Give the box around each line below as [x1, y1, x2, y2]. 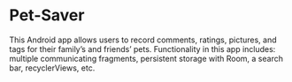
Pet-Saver [9, 5, 85, 26]
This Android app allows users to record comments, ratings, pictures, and [9, 34, 277, 45]
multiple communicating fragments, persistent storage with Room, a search [9, 53, 283, 63]
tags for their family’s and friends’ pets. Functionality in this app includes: [9, 43, 276, 54]
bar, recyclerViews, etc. [9, 63, 96, 73]
